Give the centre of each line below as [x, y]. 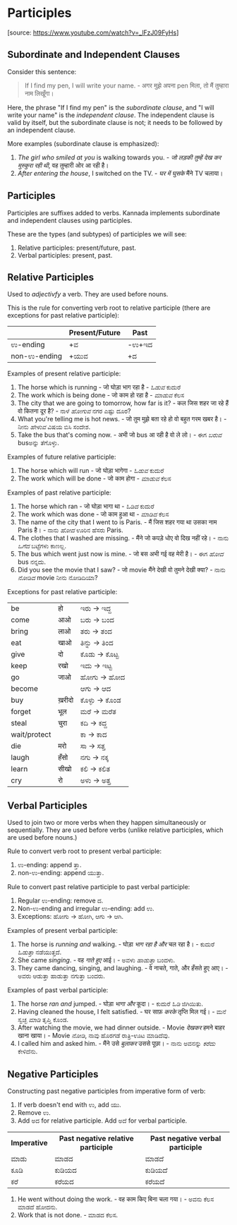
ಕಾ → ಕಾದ [93, 735]
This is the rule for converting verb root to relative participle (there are [109, 308]
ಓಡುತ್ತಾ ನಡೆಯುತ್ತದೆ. [39, 952]
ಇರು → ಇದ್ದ [96, 608]
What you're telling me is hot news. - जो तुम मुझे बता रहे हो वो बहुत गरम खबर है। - [122, 419]
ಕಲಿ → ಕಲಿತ [95, 769]
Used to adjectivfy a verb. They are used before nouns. [88, 294]
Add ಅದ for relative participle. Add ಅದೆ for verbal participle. [102, 1121]
